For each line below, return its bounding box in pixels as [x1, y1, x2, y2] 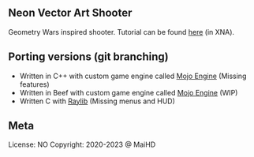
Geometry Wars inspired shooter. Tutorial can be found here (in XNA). [8, 27, 235, 36]
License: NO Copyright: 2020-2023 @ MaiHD [8, 140, 156, 149]
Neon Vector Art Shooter [8, 6, 133, 20]
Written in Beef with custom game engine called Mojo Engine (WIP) [19, 88, 238, 97]
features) [19, 79, 50, 89]
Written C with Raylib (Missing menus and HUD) [19, 96, 176, 106]
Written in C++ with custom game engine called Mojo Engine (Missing [19, 71, 247, 80]
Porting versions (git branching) [8, 50, 169, 64]
